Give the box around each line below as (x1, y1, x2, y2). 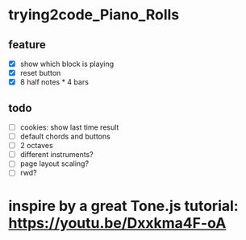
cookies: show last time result (19, 122, 119, 132)
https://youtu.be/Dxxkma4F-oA (8, 213, 227, 232)
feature (8, 38, 47, 52)
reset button (19, 68, 61, 78)
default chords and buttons (19, 131, 110, 142)
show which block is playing (19, 59, 115, 68)
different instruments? (19, 150, 94, 159)
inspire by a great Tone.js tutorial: (8, 197, 240, 215)
